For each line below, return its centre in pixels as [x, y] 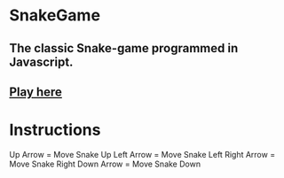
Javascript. [41, 62]
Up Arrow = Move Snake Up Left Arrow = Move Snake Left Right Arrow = [142, 154]
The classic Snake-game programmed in [124, 48]
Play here [35, 92]
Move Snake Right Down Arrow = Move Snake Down [105, 164]
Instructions [55, 130]
